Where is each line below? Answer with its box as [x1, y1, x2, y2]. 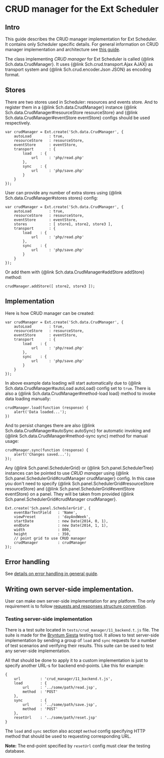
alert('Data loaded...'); [14, 409, 67, 414]
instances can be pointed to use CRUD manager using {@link [5, 470, 129, 476]
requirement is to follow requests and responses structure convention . [5, 604, 147, 609]
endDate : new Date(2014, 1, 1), [14, 523, 109, 528]
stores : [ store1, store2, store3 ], [14, 221, 113, 227]
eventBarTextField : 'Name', [14, 510, 78, 515]
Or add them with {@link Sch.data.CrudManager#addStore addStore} [5, 269, 145, 275]
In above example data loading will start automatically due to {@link [5, 380, 141, 386]
